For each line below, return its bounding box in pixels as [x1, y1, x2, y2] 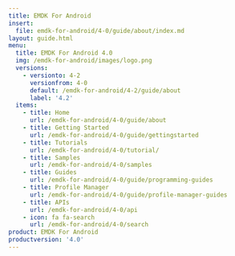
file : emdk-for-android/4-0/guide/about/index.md [15, 26, 184, 35]
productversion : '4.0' [8, 236, 84, 244]
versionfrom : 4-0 [29, 79, 88, 87]
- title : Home [22, 109, 70, 117]
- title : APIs [22, 198, 70, 206]
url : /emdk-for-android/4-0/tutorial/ [29, 146, 160, 154]
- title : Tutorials [22, 138, 88, 147]
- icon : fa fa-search [22, 213, 95, 221]
